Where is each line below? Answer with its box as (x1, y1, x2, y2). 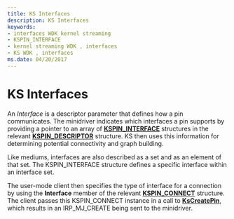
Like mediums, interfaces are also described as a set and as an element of (7, 152, 222, 161)
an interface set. (7, 168, 55, 176)
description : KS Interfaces (7, 17, 90, 24)
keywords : (7, 23, 36, 30)
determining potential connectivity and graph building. (7, 139, 164, 147)
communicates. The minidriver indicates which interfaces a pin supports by (7, 117, 225, 125)
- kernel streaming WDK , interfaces (7, 43, 118, 50)
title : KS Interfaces (7, 10, 71, 18)
